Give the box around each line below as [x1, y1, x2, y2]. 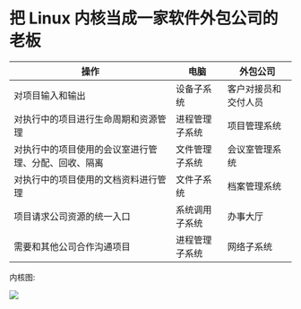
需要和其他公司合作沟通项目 [13, 240, 132, 253]
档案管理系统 [227, 180, 282, 193]
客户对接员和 [227, 82, 282, 95]
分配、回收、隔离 [31, 156, 105, 168]
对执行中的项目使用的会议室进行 [13, 142, 150, 155]
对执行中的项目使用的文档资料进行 [13, 173, 159, 185]
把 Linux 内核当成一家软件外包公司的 [9, 8, 279, 29]
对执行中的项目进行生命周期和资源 [13, 113, 159, 125]
